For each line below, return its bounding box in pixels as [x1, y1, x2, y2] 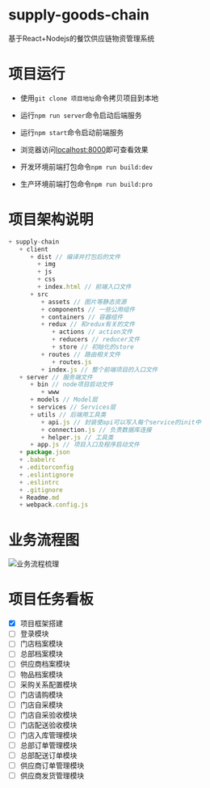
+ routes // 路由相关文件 [40, 350, 121, 358]
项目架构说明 [8, 210, 94, 229]
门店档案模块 [19, 639, 63, 649]
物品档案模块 [19, 669, 63, 679]
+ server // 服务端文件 [19, 373, 93, 381]
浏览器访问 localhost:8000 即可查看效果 [19, 144, 149, 155]
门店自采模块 [19, 700, 63, 710]
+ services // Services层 [29, 403, 116, 412]
